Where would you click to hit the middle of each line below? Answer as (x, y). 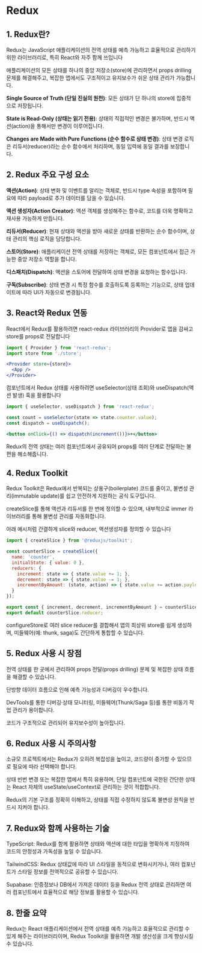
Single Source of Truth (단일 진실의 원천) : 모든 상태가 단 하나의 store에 (91, 98)
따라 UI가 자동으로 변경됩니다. (57, 292)
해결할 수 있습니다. (34, 677)
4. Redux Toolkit (37, 473)
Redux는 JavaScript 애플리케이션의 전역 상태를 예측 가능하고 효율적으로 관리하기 (101, 50)
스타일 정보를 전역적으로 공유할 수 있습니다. (68, 872)
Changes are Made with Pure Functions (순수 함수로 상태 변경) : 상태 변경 (95, 139)
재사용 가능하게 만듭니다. (35, 218)
